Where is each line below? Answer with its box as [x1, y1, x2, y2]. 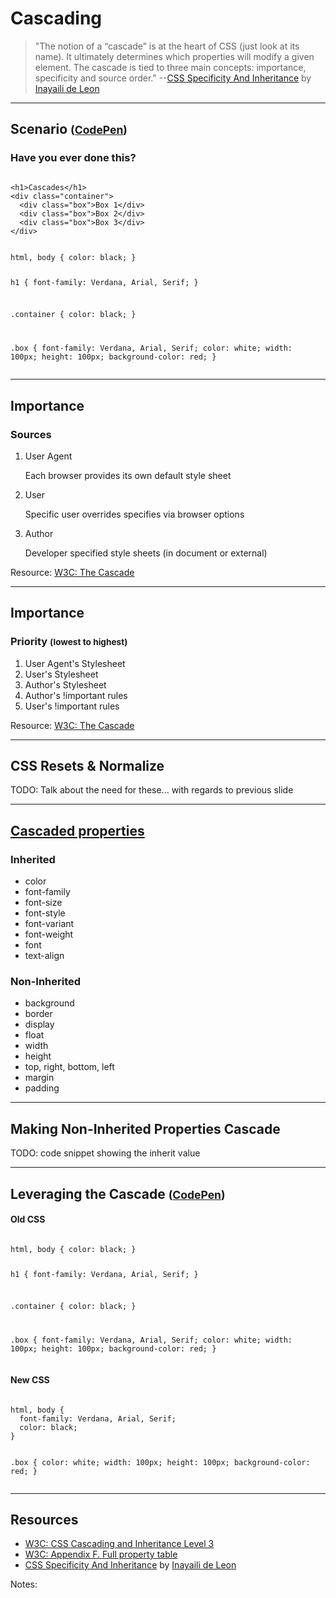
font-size [24, 897, 63, 909]
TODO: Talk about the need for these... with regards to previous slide [10, 784, 294, 796]
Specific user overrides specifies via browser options [24, 508, 245, 520]
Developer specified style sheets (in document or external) [24, 547, 268, 559]
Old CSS [10, 1213, 46, 1226]
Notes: [10, 1578, 38, 1591]
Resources [10, 1511, 79, 1528]
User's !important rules [24, 700, 120, 712]
